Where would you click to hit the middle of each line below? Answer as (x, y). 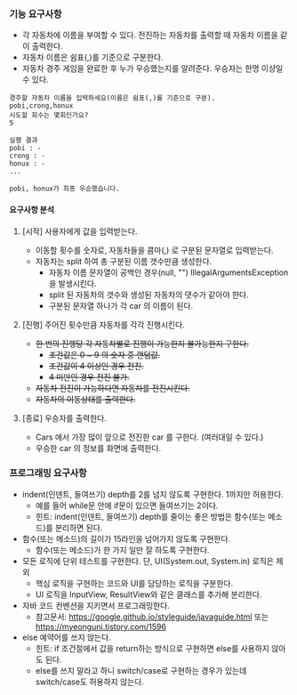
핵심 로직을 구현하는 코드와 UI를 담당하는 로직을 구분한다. (134, 583)
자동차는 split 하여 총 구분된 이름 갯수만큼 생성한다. (124, 261)
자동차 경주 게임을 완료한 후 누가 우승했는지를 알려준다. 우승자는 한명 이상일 (153, 69)
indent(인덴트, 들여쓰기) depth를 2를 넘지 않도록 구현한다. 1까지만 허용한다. (153, 494)
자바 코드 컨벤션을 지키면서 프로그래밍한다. (96, 605)
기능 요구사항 (36, 13)
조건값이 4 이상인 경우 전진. (96, 366)
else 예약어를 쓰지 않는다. (66, 637)
